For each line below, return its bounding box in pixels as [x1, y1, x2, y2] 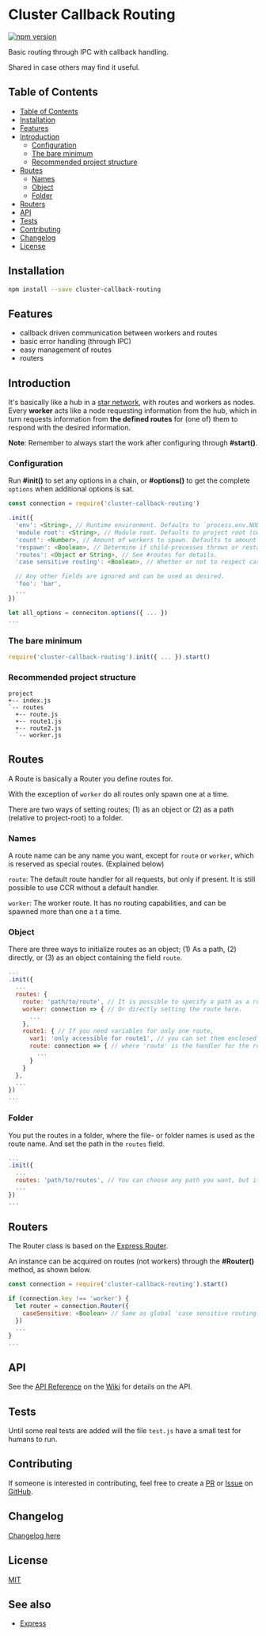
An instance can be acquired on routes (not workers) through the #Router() [8, 1256, 255, 1266]
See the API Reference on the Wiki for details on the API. [8, 1382, 192, 1392]
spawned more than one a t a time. [8, 907, 122, 916]
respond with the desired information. [8, 422, 131, 433]
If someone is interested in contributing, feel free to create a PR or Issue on [8, 1478, 253, 1488]
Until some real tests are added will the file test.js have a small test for [8, 1426, 241, 1435]
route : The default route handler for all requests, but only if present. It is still [8, 874, 256, 885]
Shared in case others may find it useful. [8, 62, 140, 72]
